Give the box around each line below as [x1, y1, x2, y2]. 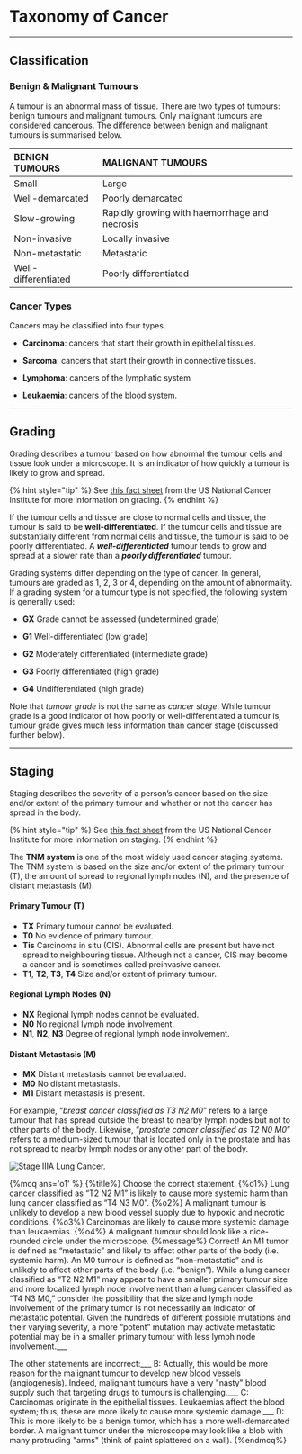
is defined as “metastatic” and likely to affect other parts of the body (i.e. [9, 1245, 279, 1256]
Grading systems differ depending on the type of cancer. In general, [9, 567, 262, 578]
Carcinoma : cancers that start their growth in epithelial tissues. [22, 337, 256, 348]
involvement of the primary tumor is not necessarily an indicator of [9, 1303, 256, 1314]
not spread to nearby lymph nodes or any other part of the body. [9, 1144, 249, 1154]
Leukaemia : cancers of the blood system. [22, 390, 178, 400]
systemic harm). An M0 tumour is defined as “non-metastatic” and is [9, 1255, 263, 1266]
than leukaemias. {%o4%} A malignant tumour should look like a [9, 1226, 248, 1237]
